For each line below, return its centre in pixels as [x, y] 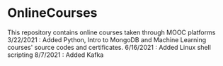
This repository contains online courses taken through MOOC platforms [111, 32]
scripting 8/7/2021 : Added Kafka [56, 55]
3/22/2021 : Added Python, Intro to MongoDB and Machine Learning [107, 39]
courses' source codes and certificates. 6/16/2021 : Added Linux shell [109, 47]
